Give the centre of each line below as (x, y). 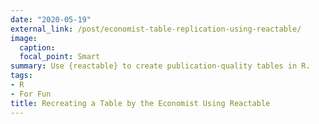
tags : (21, 76)
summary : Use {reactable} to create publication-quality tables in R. (160, 66)
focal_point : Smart (60, 57)
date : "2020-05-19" (51, 19)
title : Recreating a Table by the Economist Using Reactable (140, 103)
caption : (37, 47)
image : (24, 38)
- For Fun (31, 94)
